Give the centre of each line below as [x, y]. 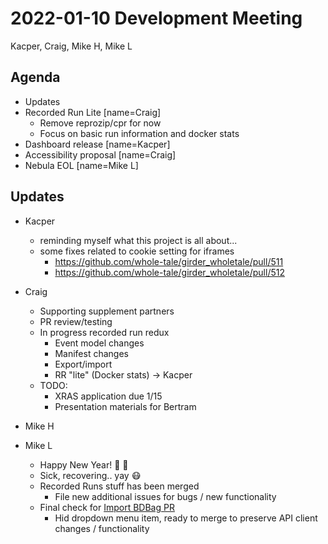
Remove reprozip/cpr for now [100, 123]
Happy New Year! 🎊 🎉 [84, 464]
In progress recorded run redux [104, 332]
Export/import [83, 364]
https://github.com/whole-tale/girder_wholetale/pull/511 [169, 261]
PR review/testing [76, 321]
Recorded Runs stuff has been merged [119, 486]
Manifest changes [91, 353]
